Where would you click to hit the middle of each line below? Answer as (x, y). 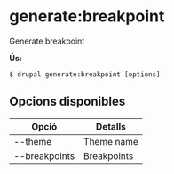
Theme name (111, 141)
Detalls (111, 126)
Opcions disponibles (67, 102)
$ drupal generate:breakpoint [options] (85, 74)
